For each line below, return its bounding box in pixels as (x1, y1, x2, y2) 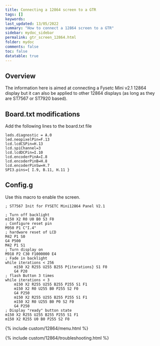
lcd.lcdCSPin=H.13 (5, 141, 43, 146)
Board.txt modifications (5, 110, 80, 118)
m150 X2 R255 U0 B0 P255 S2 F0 (5, 316, 70, 322)
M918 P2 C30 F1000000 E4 (5, 251, 56, 256)
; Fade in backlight (5, 256, 48, 261)
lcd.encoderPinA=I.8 (5, 154, 48, 159)
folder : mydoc (5, 40, 35, 45)
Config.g (5, 181, 33, 189)
